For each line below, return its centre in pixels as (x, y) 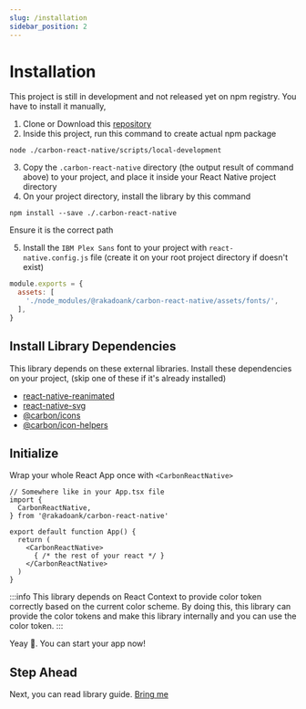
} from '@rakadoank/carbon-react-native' (89, 516)
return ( (34, 540)
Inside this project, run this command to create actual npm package (149, 134)
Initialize (34, 454)
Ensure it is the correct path (61, 230)
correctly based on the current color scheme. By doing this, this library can (150, 607)
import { (26, 500)
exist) (33, 267)
